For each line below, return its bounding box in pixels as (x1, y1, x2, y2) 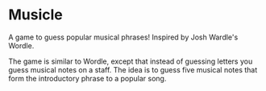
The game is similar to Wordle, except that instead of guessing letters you (8, 56, 253, 66)
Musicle (8, 6, 63, 24)
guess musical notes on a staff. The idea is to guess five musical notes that (8, 64, 258, 74)
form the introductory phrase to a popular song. (8, 73, 167, 83)
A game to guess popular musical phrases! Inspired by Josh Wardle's (8, 32, 239, 42)
